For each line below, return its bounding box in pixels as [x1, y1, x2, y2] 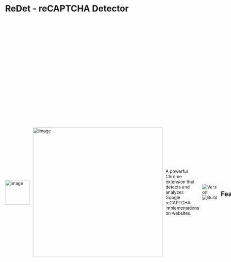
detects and [165, 184, 190, 190]
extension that [165, 179, 195, 185]
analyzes [165, 189, 184, 195]
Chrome [165, 174, 182, 180]
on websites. [165, 210, 192, 216]
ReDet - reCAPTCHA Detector [5, 3, 129, 14]
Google [165, 194, 181, 200]
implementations [165, 205, 200, 211]
